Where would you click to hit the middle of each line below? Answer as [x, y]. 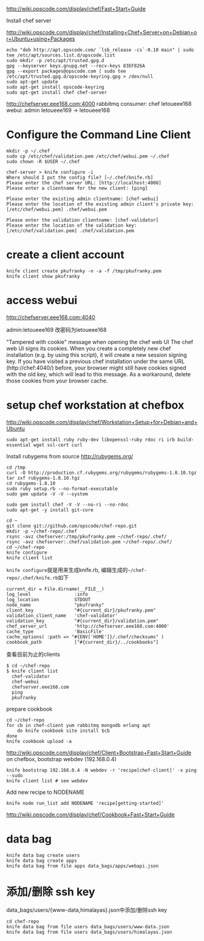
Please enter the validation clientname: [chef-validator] [83, 220]
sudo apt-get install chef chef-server [57, 92]
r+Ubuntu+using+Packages [41, 39]
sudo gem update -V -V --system [47, 494]
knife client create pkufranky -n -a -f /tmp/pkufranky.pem [84, 271]
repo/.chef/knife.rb [32, 578]
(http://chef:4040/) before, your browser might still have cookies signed [96, 368]
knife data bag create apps [42, 860]
